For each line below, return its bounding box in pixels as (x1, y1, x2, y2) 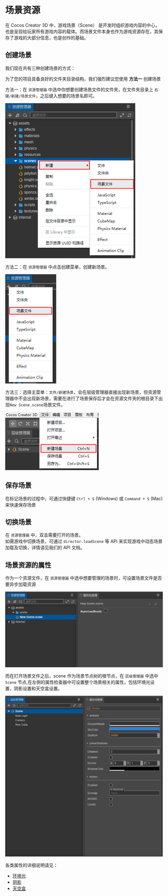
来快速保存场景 (5, 502, 36, 508)
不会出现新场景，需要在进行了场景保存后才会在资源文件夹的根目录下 (18, 395, 158, 401)
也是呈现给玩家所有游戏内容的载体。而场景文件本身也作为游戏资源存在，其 (5, 28, 158, 34)
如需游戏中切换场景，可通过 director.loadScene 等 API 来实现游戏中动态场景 (5, 538, 162, 544)
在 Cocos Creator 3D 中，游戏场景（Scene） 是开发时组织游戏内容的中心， (5, 22, 160, 28)
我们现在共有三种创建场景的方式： (5, 65, 75, 71)
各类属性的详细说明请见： (5, 862, 58, 868)
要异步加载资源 (5, 581, 36, 588)
